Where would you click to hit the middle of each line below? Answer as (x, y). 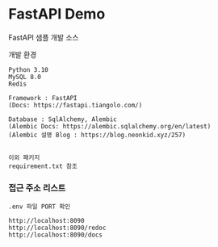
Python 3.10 (28, 69)
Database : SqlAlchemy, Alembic (63, 119)
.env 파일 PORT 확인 (40, 207)
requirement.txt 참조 (43, 166)
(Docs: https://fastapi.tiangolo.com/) (75, 105)
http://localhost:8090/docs (56, 235)
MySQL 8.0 (25, 77)
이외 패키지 (24, 157)
